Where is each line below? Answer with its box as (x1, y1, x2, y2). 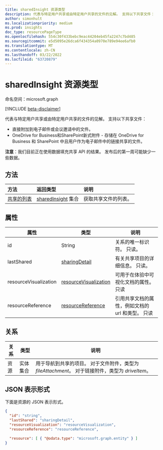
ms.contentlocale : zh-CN (5, 48, 55, 52)
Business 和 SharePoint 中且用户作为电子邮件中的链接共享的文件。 (12, 138, 145, 144)
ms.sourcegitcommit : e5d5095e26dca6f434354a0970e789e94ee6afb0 (5, 39, 136, 44)
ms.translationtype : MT (5, 43, 53, 48)
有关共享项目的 (115, 255, 149, 261)
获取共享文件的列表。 (83, 195, 132, 202)
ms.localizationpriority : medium (5, 20, 73, 26)
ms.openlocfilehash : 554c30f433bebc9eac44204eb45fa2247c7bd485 (5, 35, 136, 39)
